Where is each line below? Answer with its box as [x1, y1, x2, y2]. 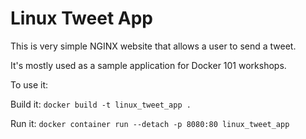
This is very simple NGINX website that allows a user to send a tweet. [10, 40, 297, 52]
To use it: [10, 78, 49, 91]
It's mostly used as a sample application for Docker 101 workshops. [10, 59, 287, 71]
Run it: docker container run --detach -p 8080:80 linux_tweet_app [10, 117, 290, 129]
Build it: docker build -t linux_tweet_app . [10, 98, 192, 110]
